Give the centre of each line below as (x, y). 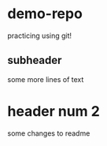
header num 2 (53, 111)
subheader (35, 60)
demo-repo (45, 14)
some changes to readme (49, 133)
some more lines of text (46, 79)
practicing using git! (40, 36)
